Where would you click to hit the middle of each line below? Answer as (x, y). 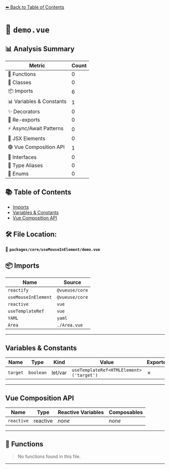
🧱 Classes (20, 82)
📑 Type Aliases (25, 165)
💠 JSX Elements (27, 138)
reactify (18, 290)
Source (72, 282)
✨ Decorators (24, 112)
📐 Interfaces (22, 157)
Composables (126, 412)
